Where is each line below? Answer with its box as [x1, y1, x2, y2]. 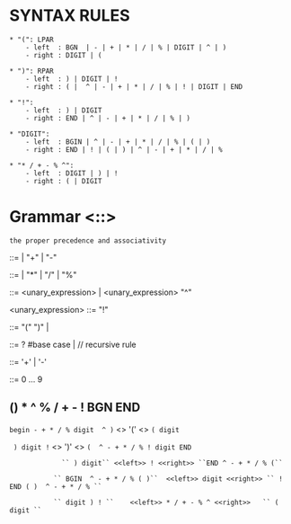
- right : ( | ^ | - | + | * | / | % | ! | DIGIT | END [25, 82, 243, 91]
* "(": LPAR [9, 35, 54, 44]
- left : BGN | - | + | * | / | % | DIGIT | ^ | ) [25, 42, 227, 52]
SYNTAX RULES [9, 5, 130, 26]
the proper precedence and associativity [9, 235, 167, 245]
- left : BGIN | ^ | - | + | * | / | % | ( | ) [25, 137, 211, 147]
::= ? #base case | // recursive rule [9, 339, 137, 350]
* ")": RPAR [9, 67, 54, 75]
